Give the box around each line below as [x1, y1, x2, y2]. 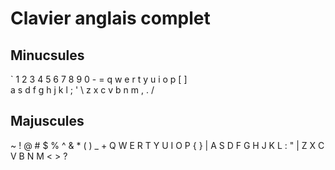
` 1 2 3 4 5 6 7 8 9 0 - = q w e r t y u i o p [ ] [10, 73, 188, 85]
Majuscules [10, 113, 85, 130]
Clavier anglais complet [10, 7, 211, 30]
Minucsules [10, 47, 85, 64]
